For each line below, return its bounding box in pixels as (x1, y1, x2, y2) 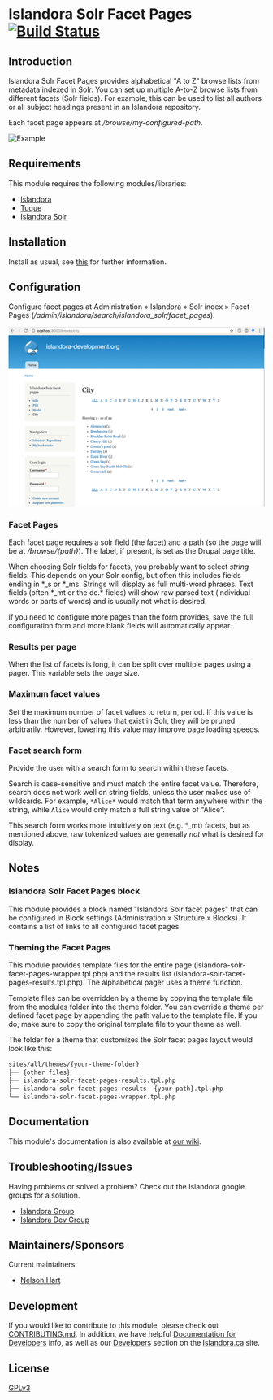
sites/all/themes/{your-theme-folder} (8, 1060, 140, 1068)
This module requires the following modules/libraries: (8, 178, 187, 188)
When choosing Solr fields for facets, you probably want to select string (8, 562, 249, 572)
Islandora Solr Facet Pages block (8, 885, 141, 897)
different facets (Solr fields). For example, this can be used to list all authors (8, 93, 262, 102)
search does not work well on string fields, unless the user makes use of (8, 788, 251, 798)
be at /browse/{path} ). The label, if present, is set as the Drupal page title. (8, 546, 256, 556)
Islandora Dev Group (19, 1215, 90, 1224)
